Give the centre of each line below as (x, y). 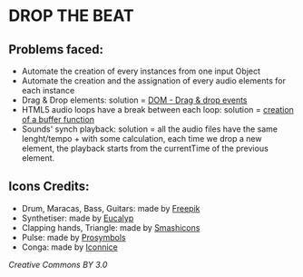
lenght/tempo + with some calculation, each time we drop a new (142, 138)
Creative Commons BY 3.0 (58, 264)
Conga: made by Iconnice (70, 247)
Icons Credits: (49, 187)
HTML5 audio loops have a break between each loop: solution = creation (157, 109)
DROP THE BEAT (71, 16)
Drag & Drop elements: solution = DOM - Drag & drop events (134, 100)
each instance (48, 90)
